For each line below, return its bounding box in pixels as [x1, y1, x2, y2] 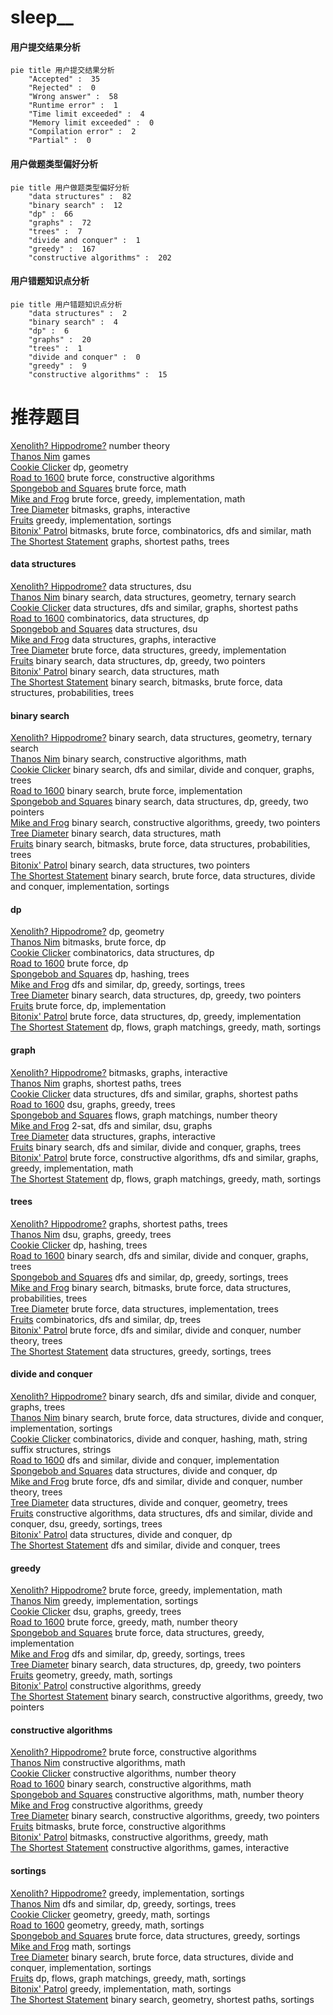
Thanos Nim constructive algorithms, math [10, 1757, 186, 1769]
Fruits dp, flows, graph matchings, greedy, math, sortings [10, 1972, 247, 1984]
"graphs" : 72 [28, 217, 92, 228]
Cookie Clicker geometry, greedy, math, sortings [10, 1908, 211, 1920]
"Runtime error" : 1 [28, 101, 118, 111]
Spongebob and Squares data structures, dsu [10, 622, 198, 635]
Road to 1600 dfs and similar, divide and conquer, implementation [10, 1454, 280, 1466]
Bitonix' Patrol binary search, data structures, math [10, 665, 220, 677]
